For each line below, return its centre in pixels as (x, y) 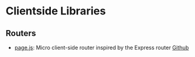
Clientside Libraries (56, 11)
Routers (21, 33)
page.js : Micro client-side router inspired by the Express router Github (101, 47)
